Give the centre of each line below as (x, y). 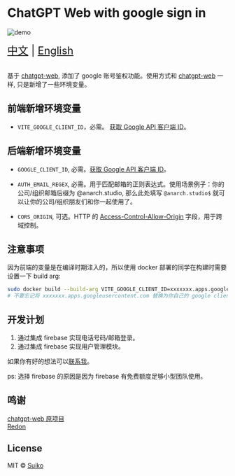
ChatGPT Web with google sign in (107, 13)
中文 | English (41, 50)
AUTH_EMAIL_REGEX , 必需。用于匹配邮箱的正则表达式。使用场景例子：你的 (121, 184)
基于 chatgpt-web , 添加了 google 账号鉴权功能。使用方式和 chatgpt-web (112, 76)
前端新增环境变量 (44, 109)
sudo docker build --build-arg (53, 289)
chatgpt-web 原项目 (36, 419)
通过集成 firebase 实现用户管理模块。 (71, 346)
